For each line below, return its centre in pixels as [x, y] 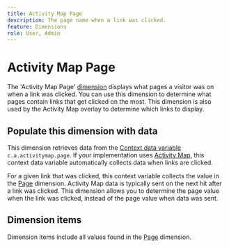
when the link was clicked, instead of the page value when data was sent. [113, 198]
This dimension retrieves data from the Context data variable [94, 148]
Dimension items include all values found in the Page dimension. [99, 237]
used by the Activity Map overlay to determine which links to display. [106, 109]
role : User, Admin [34, 33]
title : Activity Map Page [45, 14]
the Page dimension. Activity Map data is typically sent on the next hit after [115, 183]
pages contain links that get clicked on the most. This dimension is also [109, 102]
